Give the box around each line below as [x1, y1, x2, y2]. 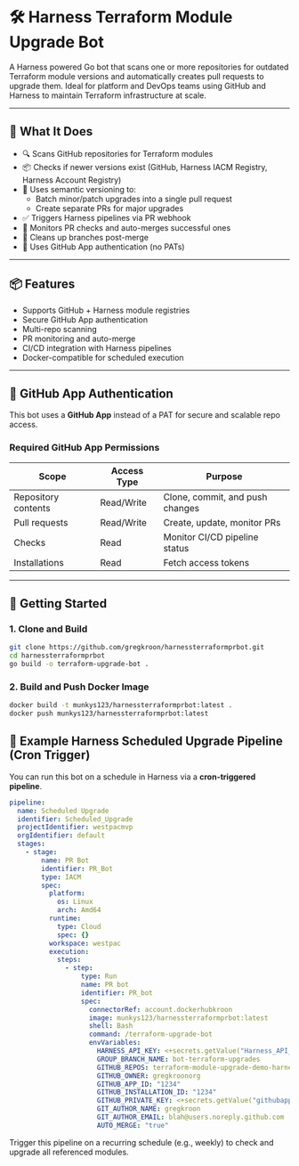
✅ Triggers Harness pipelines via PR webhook [21, 212, 191, 223]
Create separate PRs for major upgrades [35, 202, 184, 214]
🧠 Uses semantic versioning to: [21, 183, 136, 194]
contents [13, 501, 51, 514]
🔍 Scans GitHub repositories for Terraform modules [21, 148, 214, 159]
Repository [13, 491, 60, 503]
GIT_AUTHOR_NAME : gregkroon [96, 1105, 201, 1113]
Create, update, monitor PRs [163, 516, 281, 528]
